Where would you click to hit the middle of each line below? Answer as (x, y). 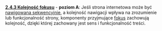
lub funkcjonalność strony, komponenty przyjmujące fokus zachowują (77, 18)
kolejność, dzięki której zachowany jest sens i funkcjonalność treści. (75, 23)
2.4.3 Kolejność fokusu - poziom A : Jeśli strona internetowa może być (79, 7)
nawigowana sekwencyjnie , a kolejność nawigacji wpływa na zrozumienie (81, 12)
